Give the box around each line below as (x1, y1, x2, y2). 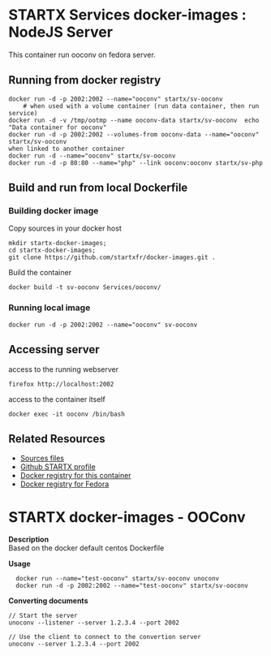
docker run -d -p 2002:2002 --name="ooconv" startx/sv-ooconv (8, 95, 223, 103)
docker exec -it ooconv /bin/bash (8, 410, 126, 418)
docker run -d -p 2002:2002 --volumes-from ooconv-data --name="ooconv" (8, 130, 260, 139)
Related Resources (8, 432, 105, 446)
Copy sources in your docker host (8, 223, 122, 233)
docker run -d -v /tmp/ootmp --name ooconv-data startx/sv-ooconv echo (8, 116, 260, 124)
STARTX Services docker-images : (8, 6, 247, 24)
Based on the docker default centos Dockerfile (8, 543, 165, 553)
